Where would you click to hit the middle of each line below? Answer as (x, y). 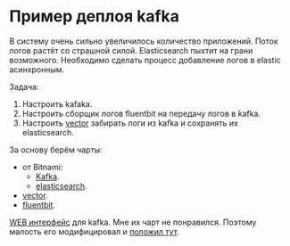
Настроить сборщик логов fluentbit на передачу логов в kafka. (141, 113)
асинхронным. (37, 70)
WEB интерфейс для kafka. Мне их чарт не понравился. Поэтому (133, 222)
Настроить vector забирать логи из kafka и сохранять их (130, 123)
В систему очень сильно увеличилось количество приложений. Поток (144, 41)
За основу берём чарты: (56, 150)
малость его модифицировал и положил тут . (95, 231)
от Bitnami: (42, 167)
